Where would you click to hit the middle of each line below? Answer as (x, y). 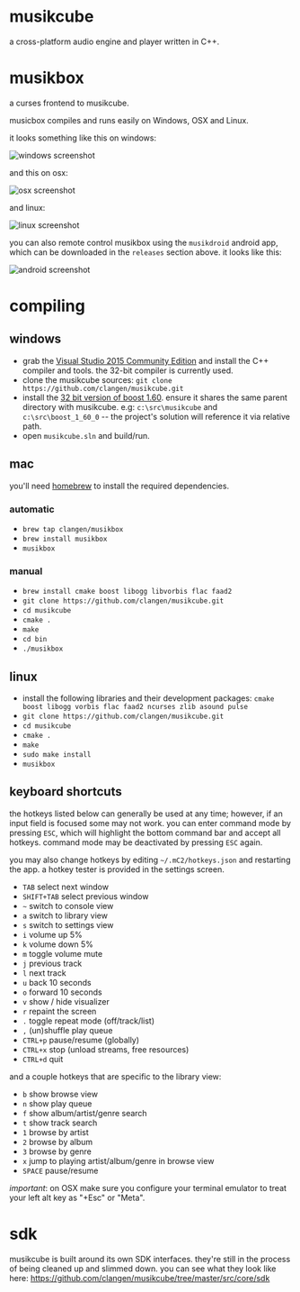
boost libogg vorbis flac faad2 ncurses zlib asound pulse (135, 707)
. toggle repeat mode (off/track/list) (88, 1021)
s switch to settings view (68, 924)
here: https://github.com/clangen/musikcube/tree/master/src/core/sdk (140, 1278)
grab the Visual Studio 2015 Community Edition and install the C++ (146, 360)
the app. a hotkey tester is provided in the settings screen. (117, 869)
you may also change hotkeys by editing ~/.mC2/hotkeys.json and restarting (150, 860)
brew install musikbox (65, 539)
